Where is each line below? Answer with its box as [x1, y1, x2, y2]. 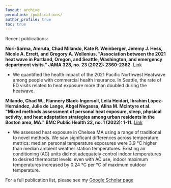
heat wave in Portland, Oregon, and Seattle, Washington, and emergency [5, 57, 163, 63]
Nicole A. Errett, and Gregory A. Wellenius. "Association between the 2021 [5, 51, 166, 57]
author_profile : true [5, 17, 51, 22]
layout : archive [5, 7, 40, 13]
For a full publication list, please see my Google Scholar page [5, 177, 134, 183]
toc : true [5, 21, 26, 27]
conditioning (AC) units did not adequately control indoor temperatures [12, 151, 161, 157]
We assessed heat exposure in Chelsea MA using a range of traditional [12, 129, 161, 136]
